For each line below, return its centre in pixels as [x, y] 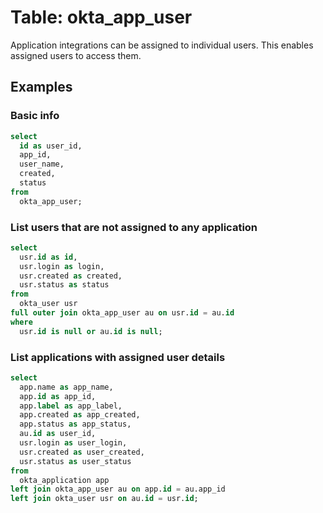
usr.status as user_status [75, 461]
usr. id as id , [48, 257]
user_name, [42, 164]
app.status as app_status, [75, 424]
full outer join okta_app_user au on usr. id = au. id [122, 313]
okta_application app [64, 480]
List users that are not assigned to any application [134, 227]
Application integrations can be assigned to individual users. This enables [162, 45]
